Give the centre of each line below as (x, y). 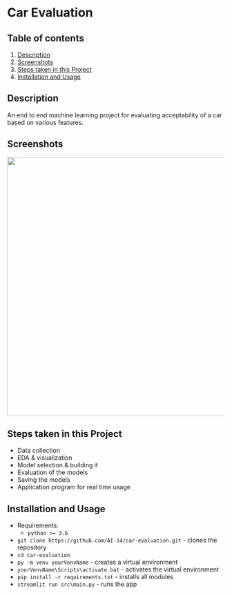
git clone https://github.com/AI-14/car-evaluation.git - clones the (117, 540)
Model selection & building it (57, 465)
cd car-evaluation (43, 556)
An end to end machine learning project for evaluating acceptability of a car (115, 115)
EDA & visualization (45, 458)
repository (32, 547)
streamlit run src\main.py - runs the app (77, 584)
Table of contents (46, 38)
